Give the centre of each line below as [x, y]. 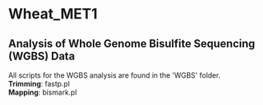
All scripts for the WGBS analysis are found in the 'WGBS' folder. [115, 75]
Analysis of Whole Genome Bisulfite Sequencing [132, 44]
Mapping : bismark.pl [43, 92]
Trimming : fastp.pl [39, 84]
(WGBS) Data [42, 56]
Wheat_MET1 [53, 14]
